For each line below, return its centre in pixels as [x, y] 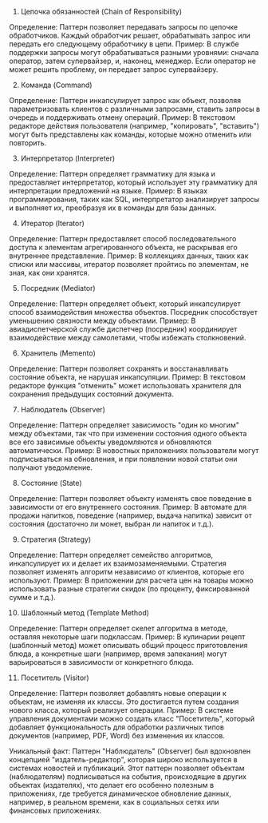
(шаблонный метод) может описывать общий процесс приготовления [128, 645]
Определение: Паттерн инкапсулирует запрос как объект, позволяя [125, 100]
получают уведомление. [51, 467]
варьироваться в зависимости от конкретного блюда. [101, 662]
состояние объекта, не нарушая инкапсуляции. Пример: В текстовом [128, 377]
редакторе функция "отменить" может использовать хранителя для [125, 386]
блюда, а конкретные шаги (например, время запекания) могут [118, 654]
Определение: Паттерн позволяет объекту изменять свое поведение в [130, 498]
